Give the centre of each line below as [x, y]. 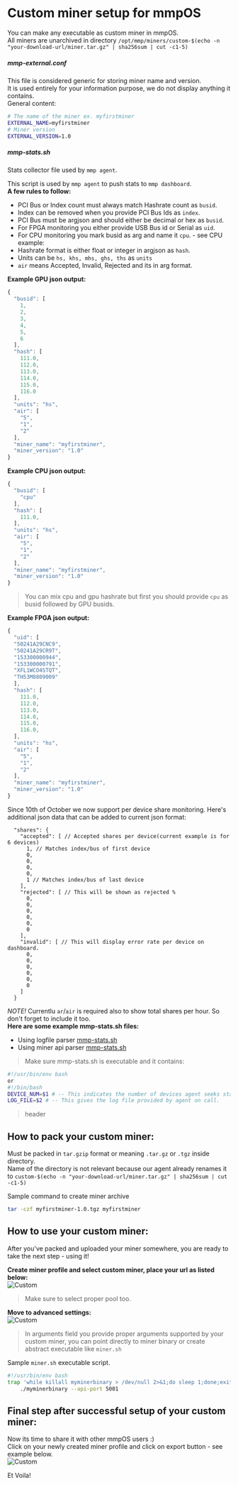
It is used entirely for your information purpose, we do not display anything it [119, 88]
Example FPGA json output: [49, 618]
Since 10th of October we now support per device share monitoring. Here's [117, 809]
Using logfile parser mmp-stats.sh [67, 1040]
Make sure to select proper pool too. [78, 1298]
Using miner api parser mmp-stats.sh [72, 1047]
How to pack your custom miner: [81, 1137]
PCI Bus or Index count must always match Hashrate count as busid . [117, 205]
